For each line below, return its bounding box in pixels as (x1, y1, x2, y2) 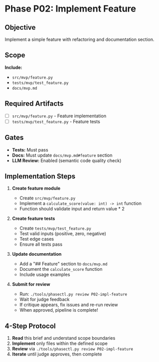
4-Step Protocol (5, 322, 56, 330)
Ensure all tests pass (19, 241, 62, 247)
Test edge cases (19, 236, 54, 242)
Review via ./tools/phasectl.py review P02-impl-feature (12, 346, 133, 352)
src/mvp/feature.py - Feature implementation (12, 113, 107, 119)
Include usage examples (19, 271, 70, 277)
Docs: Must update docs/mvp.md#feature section (12, 152, 113, 158)
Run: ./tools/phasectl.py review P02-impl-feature (19, 291, 127, 297)
